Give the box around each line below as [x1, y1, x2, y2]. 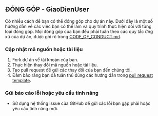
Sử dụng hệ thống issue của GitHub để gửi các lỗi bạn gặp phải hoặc [12, 100, 151, 106]
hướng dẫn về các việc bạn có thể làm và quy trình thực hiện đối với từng [5, 23, 152, 29]
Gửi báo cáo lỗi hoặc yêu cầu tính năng [5, 90, 99, 97]
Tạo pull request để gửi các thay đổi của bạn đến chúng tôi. [12, 67, 132, 73]
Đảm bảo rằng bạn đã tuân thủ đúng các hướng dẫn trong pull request [12, 72, 153, 78]
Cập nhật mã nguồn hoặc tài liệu [5, 46, 83, 52]
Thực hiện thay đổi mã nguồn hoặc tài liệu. [12, 62, 98, 68]
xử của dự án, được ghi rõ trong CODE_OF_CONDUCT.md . [5, 33, 121, 39]
